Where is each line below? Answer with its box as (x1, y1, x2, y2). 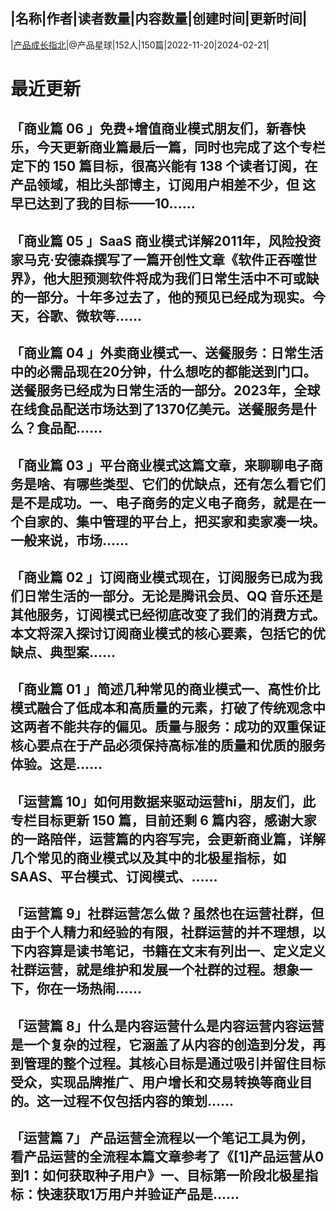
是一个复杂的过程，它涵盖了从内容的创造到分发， (10, 1036, 313, 1053)
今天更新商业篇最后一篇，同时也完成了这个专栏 (36, 139, 326, 156)
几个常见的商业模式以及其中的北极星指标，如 (10, 849, 287, 866)
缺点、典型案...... (10, 644, 117, 661)
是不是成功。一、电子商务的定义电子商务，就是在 (10, 494, 313, 511)
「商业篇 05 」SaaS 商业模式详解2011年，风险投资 (10, 232, 322, 249)
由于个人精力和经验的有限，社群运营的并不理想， (10, 924, 313, 941)
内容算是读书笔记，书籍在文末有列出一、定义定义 (23, 943, 326, 960)
